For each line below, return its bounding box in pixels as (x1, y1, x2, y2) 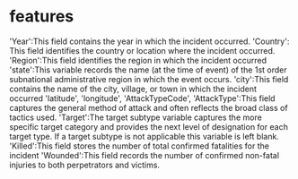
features (9, 6, 74, 27)
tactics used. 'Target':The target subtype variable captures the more (9, 112, 262, 123)
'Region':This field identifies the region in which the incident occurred (9, 55, 267, 65)
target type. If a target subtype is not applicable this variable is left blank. (9, 131, 280, 141)
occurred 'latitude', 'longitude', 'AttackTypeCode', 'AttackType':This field (9, 92, 276, 104)
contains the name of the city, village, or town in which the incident (9, 83, 258, 94)
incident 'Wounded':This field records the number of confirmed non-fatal (9, 149, 280, 160)
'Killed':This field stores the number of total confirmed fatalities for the (9, 141, 269, 151)
